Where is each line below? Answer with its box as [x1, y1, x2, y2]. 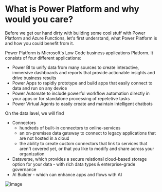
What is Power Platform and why [5, 3, 140, 15]
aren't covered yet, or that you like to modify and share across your [19, 146, 155, 151]
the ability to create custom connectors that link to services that [19, 140, 147, 146]
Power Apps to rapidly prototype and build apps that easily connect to [12, 80, 153, 86]
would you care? [5, 14, 73, 25]
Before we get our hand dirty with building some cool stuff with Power [5, 30, 145, 36]
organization [19, 150, 45, 157]
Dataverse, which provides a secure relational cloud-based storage [12, 156, 147, 162]
